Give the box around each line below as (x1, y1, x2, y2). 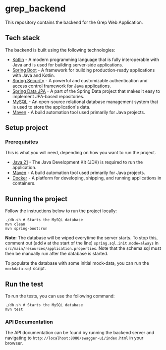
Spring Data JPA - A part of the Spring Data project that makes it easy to (12, 88, 160, 94)
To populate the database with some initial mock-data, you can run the (5, 260, 150, 266)
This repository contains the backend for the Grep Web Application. (5, 19, 143, 25)
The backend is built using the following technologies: (5, 47, 115, 53)
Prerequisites (5, 138, 38, 145)
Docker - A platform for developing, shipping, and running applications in (12, 175, 162, 181)
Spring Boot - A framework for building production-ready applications (12, 67, 155, 73)
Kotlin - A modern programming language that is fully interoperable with (12, 57, 160, 62)
